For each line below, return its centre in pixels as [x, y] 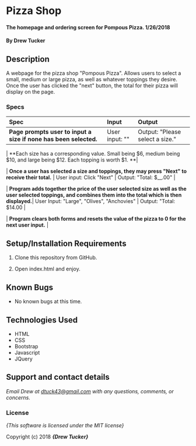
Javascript [27, 352]
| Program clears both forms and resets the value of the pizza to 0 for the [96, 219]
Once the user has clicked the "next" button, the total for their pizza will [92, 85]
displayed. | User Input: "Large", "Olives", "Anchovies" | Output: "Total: [91, 201]
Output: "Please [160, 132]
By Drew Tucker [26, 41]
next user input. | [27, 225]
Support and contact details [58, 377]
